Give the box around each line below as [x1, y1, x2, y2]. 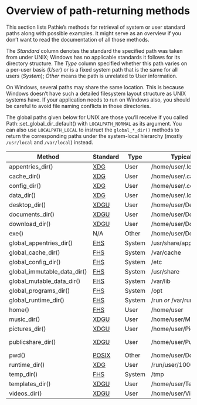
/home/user [151, 305, 184, 313]
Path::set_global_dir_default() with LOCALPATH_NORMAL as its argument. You [6, 120, 182, 127]
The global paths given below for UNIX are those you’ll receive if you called [6, 113, 188, 121]
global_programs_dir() [9, 286, 70, 295]
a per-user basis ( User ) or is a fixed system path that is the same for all [6, 66, 178, 73]
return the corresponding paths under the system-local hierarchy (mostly [6, 132, 183, 139]
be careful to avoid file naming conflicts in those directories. [6, 102, 151, 109]
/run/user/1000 [151, 360, 195, 369]
